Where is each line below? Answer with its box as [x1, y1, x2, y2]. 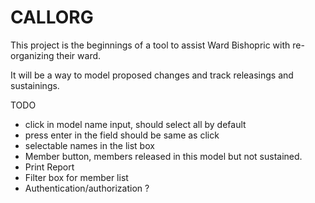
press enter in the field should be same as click [24, 129, 220, 141]
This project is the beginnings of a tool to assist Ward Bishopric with [10, 39, 291, 51]
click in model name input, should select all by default [24, 118, 247, 130]
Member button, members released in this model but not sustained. [24, 150, 303, 162]
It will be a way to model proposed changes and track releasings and [10, 69, 294, 81]
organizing [10, 49, 55, 61]
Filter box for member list [24, 171, 129, 183]
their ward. [56, 49, 102, 61]
